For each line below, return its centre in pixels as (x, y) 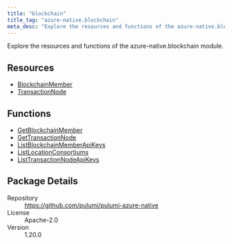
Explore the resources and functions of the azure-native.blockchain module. (116, 46)
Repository (22, 198)
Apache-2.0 (41, 220)
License (18, 212)
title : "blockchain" (37, 13)
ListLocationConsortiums (53, 152)
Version (18, 227)
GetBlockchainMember (50, 130)
